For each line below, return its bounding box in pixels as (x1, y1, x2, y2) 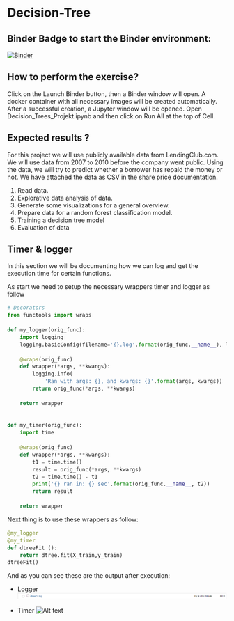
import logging (19, 333, 64, 340)
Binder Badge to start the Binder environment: (7, 33, 211, 45)
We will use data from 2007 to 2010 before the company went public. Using (7, 158, 224, 166)
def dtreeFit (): (7, 544, 58, 551)
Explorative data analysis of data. (17, 194, 113, 202)
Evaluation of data (17, 223, 70, 231)
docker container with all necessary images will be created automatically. (7, 97, 218, 105)
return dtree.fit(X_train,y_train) (19, 551, 123, 558)
